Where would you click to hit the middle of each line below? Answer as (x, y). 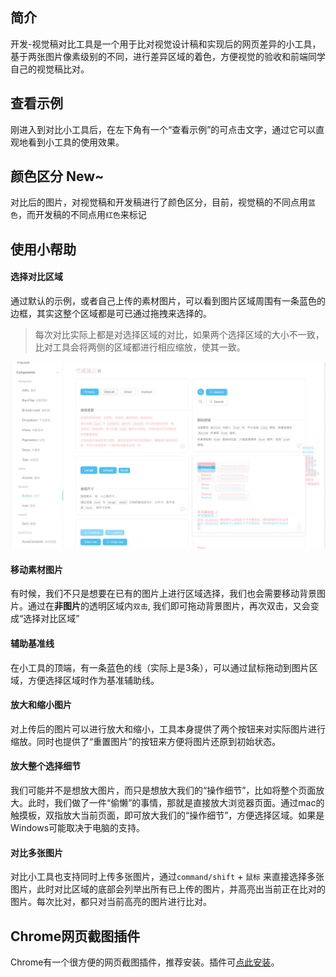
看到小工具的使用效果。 (76, 142)
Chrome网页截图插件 (75, 936)
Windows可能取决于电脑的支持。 (78, 828)
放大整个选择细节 (45, 766)
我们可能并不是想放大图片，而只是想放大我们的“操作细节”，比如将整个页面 (163, 790)
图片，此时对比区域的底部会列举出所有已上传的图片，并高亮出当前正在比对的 (168, 889)
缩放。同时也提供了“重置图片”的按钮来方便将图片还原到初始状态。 (146, 741)
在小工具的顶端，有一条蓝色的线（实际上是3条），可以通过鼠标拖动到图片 (160, 667)
